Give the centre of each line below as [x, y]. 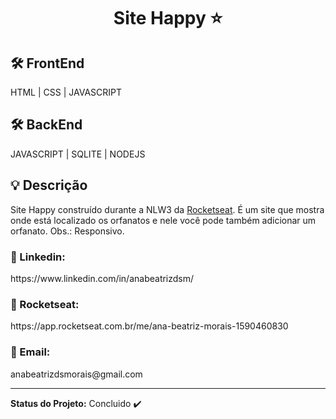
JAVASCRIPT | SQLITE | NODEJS [78, 154]
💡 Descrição [49, 185]
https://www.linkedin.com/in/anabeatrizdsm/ [102, 278]
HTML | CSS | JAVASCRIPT [66, 92]
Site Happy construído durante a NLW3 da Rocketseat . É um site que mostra [167, 209]
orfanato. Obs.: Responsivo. [67, 231]
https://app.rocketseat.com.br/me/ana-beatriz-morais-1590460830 [149, 326]
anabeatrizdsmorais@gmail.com [76, 374]
